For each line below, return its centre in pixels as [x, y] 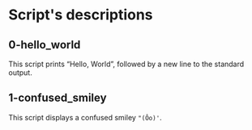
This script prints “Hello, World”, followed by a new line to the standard [126, 64]
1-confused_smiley [58, 98]
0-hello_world [45, 45]
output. [20, 73]
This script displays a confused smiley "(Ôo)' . [85, 117]
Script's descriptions [81, 15]
